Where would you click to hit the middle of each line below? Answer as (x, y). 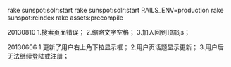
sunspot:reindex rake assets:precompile (65, 18)
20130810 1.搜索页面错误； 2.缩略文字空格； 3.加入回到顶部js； (99, 32)
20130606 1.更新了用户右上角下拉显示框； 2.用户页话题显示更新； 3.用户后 (115, 47)
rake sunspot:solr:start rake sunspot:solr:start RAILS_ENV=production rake (115, 10)
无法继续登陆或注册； (38, 56)
